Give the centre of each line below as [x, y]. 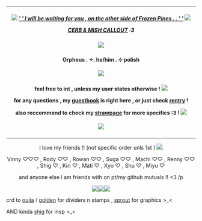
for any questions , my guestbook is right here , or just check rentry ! [101, 101]
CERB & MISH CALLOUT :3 [101, 30]
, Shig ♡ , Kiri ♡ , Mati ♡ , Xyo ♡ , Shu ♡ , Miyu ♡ [101, 166]
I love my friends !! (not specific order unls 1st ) [97, 148]
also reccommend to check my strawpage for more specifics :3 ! [97, 113]
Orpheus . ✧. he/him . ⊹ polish [101, 60]
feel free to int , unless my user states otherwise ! [97, 89]
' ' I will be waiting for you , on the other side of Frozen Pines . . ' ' [101, 18]
